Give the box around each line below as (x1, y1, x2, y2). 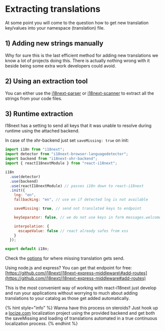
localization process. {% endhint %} (5, 321, 78, 327)
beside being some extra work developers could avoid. (5, 63, 116, 68)
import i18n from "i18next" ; (5, 147, 65, 152)
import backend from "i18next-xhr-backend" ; (5, 156, 98, 161)
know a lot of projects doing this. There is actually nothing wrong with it (5, 58, 150, 64)
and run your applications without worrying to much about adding (5, 290, 138, 296)
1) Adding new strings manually (5, 39, 104, 48)
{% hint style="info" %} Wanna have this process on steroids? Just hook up (5, 305, 158, 311)
